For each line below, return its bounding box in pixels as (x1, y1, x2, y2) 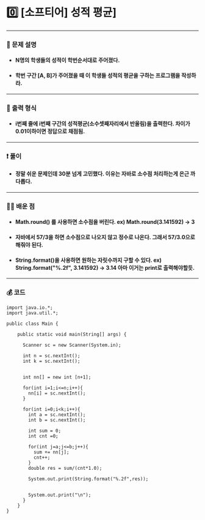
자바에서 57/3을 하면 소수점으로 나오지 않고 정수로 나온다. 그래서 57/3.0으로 (15, 234, 195, 241)
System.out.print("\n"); (28, 492, 92, 498)
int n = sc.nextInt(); (22, 352, 81, 358)
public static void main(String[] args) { (17, 331, 127, 337)
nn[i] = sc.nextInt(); (28, 390, 86, 396)
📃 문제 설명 (6, 40, 37, 49)
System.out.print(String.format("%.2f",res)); (28, 475, 149, 482)
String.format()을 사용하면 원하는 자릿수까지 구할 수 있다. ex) (15, 256, 162, 264)
